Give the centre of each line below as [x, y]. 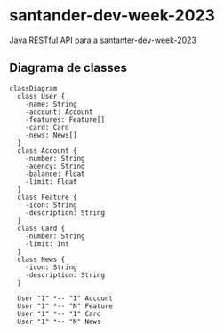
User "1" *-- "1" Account [65, 298]
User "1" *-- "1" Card [59, 313]
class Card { [41, 228]
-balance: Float [56, 174]
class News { [41, 259]
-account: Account [59, 112]
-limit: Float [51, 182]
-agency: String [56, 166]
